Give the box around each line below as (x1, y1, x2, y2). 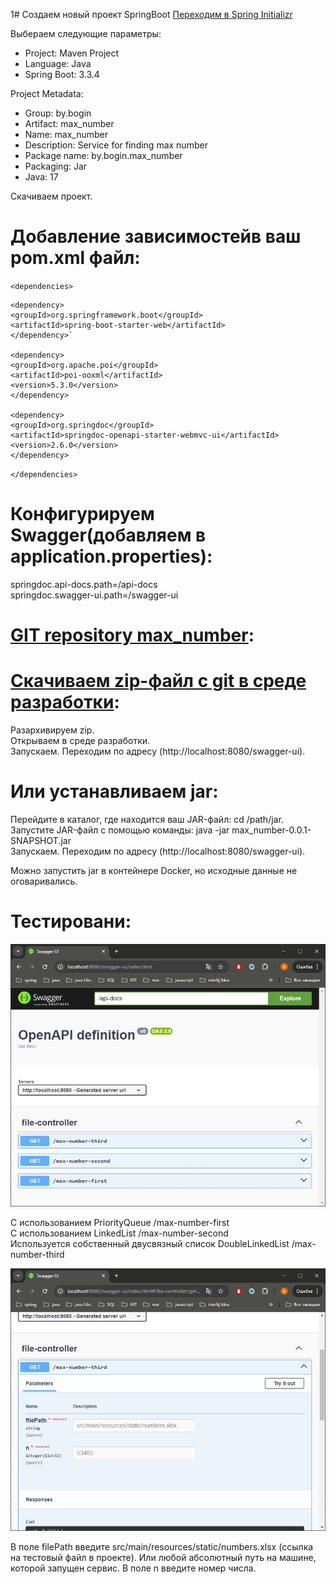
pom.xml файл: (10, 247, 141, 269)
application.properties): (10, 545, 213, 568)
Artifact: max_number (24, 118, 115, 129)
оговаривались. (10, 875, 78, 887)
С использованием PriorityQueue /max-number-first (10, 1216, 230, 1228)
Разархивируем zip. (10, 724, 95, 736)
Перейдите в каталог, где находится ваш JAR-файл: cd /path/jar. (10, 813, 284, 825)
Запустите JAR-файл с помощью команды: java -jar (10, 824, 230, 836)
